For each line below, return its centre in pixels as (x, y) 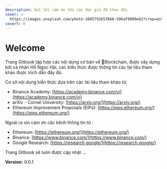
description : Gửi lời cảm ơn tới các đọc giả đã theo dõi (66, 10)
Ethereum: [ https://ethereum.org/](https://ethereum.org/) (71, 132)
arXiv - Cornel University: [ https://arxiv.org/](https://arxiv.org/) (76, 102)
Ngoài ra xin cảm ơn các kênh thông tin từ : (49, 123)
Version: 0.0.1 (19, 162)
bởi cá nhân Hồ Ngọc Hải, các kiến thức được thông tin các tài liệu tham (79, 67)
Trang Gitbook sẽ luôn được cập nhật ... (45, 153)
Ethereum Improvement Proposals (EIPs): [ (56, 108)
